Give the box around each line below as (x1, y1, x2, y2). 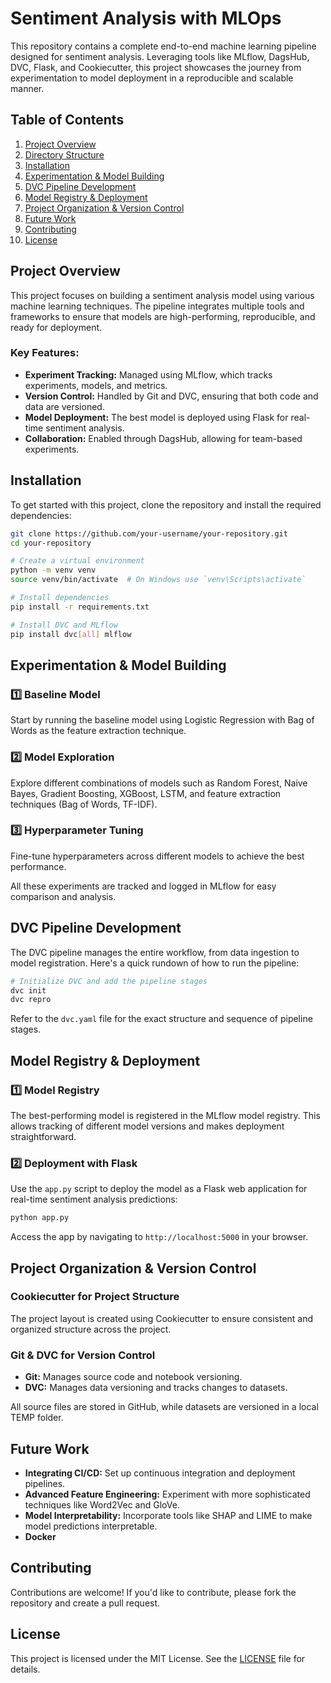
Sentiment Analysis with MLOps (10, 7, 282, 30)
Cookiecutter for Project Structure (10, 1290, 180, 1304)
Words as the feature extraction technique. (10, 725, 187, 737)
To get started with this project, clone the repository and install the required (10, 498, 322, 511)
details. (10, 1663, 41, 1675)
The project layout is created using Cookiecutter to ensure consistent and (10, 1312, 314, 1324)
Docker (24, 1530, 57, 1542)
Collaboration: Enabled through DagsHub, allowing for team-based (24, 432, 303, 444)
